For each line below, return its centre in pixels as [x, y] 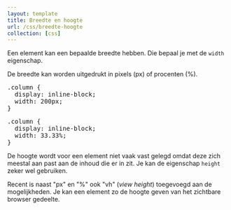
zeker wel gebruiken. [37, 171]
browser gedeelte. [34, 199]
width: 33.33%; [40, 136]
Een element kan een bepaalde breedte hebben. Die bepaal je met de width [116, 53]
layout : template [33, 14]
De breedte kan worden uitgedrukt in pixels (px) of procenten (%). [103, 74]
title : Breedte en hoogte [45, 20]
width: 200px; [38, 101]
